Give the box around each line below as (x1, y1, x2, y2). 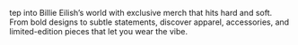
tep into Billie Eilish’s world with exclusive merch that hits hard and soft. (9, 8, 272, 18)
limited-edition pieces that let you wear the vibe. (9, 26, 188, 36)
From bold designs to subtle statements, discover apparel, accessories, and (9, 17, 290, 27)
